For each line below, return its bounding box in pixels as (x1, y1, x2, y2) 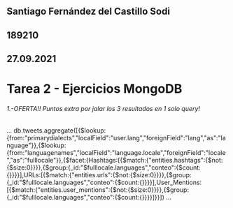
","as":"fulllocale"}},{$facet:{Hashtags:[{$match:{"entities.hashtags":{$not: (6, 156, 223, 164)
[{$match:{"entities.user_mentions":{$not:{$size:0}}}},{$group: (6, 185, 190, 194)
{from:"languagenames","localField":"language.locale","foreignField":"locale (6, 148, 226, 156)
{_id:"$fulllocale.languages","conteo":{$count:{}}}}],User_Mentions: (6, 178, 202, 186)
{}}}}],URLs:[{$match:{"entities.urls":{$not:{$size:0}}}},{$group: (6, 170, 192, 179)
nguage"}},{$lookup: (6, 141, 66, 149)
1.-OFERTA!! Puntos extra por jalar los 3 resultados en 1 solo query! (6, 104, 201, 112)
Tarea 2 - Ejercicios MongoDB (6, 81, 183, 97)
